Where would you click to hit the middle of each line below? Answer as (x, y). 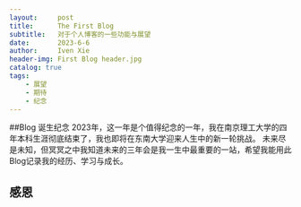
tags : (19, 76)
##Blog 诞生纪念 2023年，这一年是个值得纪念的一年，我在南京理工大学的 (144, 127)
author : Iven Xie (50, 51)
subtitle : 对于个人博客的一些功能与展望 (80, 34)
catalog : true (36, 68)
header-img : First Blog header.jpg (76, 59)
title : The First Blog (62, 26)
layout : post (42, 17)
